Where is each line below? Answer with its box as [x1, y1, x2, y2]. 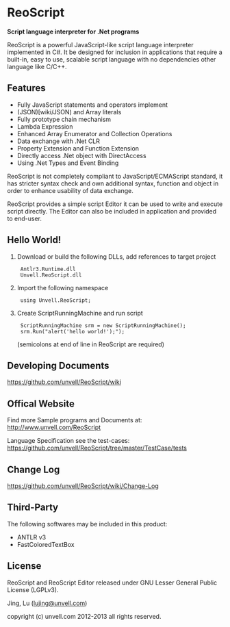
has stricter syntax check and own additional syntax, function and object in [7, 179, 219, 188]
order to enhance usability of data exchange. [7, 186, 133, 194]
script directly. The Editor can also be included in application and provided [7, 207, 217, 215]
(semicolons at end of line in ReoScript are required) [16, 340, 165, 348]
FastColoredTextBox [16, 540, 75, 548]
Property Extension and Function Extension [16, 144, 139, 152]
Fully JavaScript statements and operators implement [16, 101, 168, 109]
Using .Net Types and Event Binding [16, 159, 119, 167]
